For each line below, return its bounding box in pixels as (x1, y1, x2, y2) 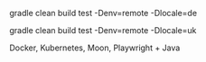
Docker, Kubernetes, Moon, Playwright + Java (9, 42, 181, 53)
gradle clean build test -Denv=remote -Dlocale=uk (9, 25, 197, 35)
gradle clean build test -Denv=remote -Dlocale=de (9, 8, 197, 18)
